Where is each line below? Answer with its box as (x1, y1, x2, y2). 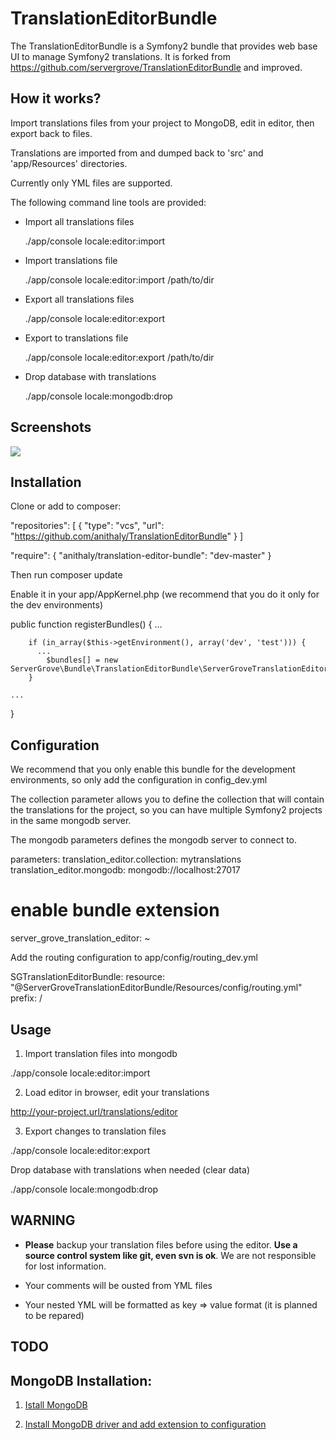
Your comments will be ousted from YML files (24, 1279, 213, 1291)
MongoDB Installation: (10, 1372, 153, 1389)
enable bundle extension (10, 899, 220, 922)
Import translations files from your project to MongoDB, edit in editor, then (10, 117, 315, 129)
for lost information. (24, 1260, 107, 1272)
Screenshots (10, 419, 92, 436)
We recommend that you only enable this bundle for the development (10, 763, 296, 776)
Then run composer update (10, 569, 123, 581)
